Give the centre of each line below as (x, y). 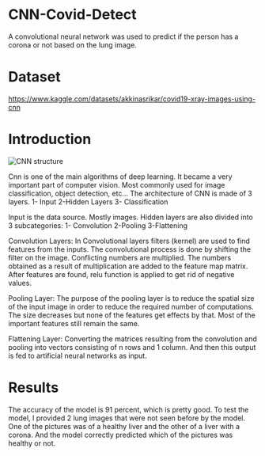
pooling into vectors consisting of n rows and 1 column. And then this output (132, 347)
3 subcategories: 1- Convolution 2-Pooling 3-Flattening (98, 225)
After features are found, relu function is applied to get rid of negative (121, 274)
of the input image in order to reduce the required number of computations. (131, 306)
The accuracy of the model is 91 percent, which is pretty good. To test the (129, 409)
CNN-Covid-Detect (72, 15)
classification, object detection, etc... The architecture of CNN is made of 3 (131, 193)
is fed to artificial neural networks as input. (78, 355)
